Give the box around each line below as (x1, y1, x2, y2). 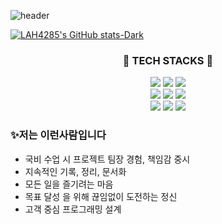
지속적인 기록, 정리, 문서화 (24, 165, 127, 177)
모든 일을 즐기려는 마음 (24, 178, 114, 190)
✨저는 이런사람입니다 (10, 128, 107, 142)
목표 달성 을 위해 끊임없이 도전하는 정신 (24, 190, 178, 202)
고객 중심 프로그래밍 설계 (24, 203, 122, 215)
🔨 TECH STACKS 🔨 (122, 53, 214, 67)
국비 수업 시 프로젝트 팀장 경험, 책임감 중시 (24, 153, 191, 165)
